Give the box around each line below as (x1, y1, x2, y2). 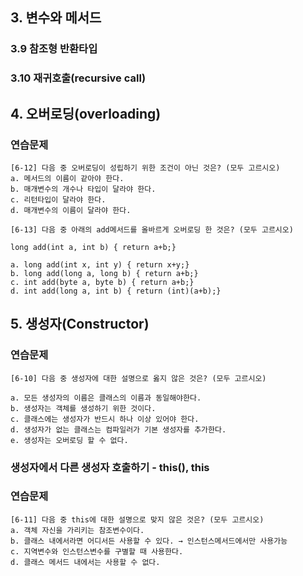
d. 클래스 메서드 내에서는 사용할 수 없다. (10, 557, 161, 567)
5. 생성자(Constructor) (10, 316, 150, 333)
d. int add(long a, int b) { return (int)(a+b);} (10, 286, 222, 296)
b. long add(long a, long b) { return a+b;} (10, 268, 199, 278)
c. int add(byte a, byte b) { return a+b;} (10, 277, 195, 287)
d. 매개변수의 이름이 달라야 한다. (10, 205, 132, 215)
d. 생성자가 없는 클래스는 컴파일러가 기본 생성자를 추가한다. (10, 424, 227, 435)
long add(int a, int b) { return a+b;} (10, 242, 177, 252)
